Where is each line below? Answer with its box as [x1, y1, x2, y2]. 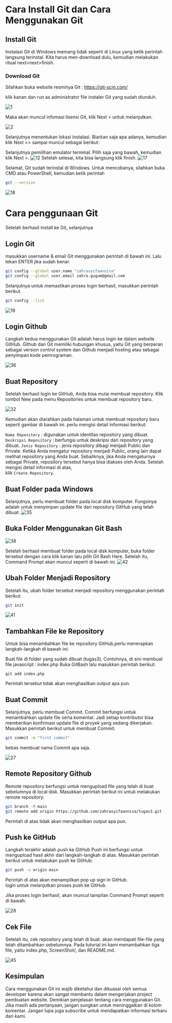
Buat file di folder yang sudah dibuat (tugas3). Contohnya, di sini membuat [5, 656, 163, 662]
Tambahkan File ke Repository [5, 626, 104, 636]
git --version [5, 180, 36, 186]
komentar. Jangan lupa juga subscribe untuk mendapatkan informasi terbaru [5, 1007, 167, 1014]
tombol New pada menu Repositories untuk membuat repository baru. [5, 396, 153, 402]
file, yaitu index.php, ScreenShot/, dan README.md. [5, 947, 116, 954]
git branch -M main [5, 804, 47, 809]
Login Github [5, 322, 48, 331]
